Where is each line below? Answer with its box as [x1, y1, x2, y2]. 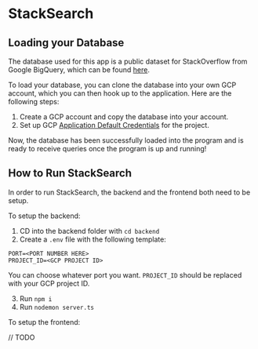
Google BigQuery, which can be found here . [8, 65, 151, 75]
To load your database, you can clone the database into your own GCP [8, 80, 237, 89]
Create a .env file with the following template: [19, 234, 166, 244]
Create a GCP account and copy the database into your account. [19, 112, 229, 122]
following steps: [8, 97, 60, 106]
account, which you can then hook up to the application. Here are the [8, 89, 232, 98]
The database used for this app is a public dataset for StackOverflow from [8, 56, 248, 66]
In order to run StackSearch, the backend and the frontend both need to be [8, 187, 251, 197]
